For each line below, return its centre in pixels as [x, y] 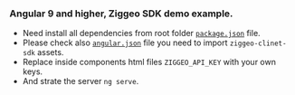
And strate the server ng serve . [81, 81]
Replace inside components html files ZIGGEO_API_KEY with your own [149, 62]
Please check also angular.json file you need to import [125, 43]
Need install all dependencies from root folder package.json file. [141, 33]
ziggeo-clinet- [258, 43]
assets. [51, 52]
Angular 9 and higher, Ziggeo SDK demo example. [121, 14]
